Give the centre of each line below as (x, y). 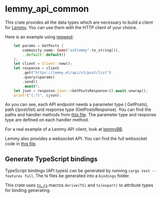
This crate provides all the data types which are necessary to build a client (79, 22)
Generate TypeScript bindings (51, 159)
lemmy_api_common (47, 9)
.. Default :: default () (44, 55)
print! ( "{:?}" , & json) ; (38, 95)
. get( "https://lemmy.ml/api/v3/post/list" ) (67, 73)
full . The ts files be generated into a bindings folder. (77, 176)
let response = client (37, 68)
